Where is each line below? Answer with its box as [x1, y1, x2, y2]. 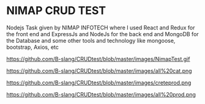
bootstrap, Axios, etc [6, 43, 59, 51]
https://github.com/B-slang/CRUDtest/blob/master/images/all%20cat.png [6, 67, 192, 74]
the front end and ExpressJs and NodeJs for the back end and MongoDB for [6, 30, 199, 37]
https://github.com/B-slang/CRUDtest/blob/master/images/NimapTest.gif [6, 55, 190, 62]
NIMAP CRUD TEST [6, 4, 106, 18]
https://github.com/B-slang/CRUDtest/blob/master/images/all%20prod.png [6, 91, 196, 98]
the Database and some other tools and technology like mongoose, [6, 37, 176, 44]
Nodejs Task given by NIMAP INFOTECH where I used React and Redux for [6, 24, 195, 31]
